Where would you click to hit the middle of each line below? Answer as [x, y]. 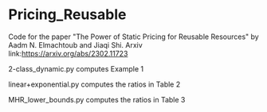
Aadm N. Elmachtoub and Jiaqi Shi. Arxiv [76, 44]
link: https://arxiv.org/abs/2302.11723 [68, 53]
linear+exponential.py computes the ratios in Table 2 [94, 84]
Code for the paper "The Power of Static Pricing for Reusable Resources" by [133, 37]
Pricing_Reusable [67, 15]
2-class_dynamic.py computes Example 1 [76, 68]
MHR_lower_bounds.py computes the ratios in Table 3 [97, 99]
